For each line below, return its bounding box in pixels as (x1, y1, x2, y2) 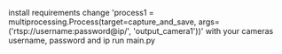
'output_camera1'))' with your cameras (133, 26, 274, 36)
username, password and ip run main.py (8, 35, 156, 45)
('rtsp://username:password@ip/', (8, 26, 132, 36)
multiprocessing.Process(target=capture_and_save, (8, 17, 197, 27)
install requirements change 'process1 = (8, 8, 154, 17)
